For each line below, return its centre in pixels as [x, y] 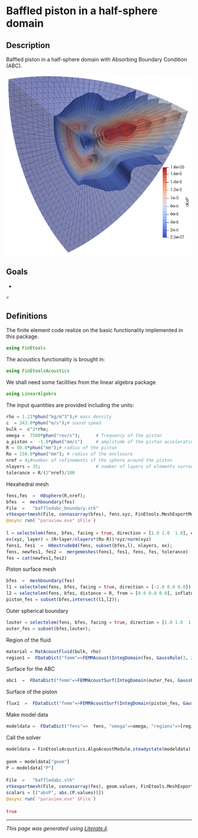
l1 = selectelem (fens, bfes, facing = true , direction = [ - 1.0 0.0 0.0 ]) [99, 587]
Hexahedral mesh [27, 484]
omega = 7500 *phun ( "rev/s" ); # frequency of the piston [84, 436]
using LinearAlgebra [32, 394]
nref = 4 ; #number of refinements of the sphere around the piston [89, 460]
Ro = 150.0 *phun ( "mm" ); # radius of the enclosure [70, 454]
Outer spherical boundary [37, 610]
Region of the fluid [29, 640]
